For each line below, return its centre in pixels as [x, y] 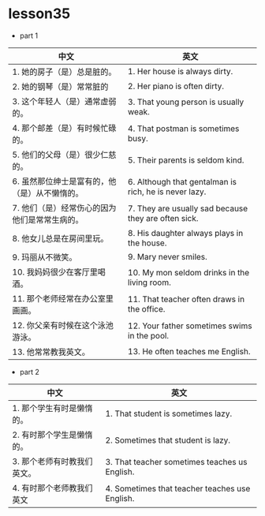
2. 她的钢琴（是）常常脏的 [60, 86]
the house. [147, 243]
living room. [149, 282]
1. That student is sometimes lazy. [169, 413]
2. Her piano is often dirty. [176, 86]
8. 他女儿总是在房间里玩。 [60, 238]
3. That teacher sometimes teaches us [176, 462]
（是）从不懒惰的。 [48, 193]
